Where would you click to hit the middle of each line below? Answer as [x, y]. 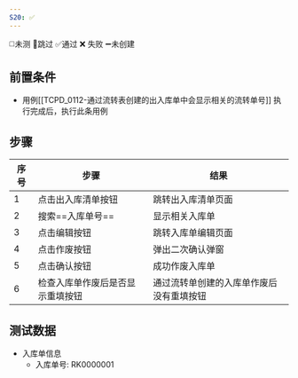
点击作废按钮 [64, 249]
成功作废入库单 [184, 266]
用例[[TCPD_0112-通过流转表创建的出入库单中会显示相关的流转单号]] [147, 100]
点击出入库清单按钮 [78, 200]
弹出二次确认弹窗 [188, 249]
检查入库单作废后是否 [82, 283]
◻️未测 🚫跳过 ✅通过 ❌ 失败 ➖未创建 [72, 43]
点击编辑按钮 [64, 233]
